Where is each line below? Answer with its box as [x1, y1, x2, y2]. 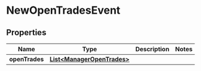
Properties [6, 27, 47, 38]
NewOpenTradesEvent [6, 4, 121, 17]
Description [135, 45, 169, 53]
